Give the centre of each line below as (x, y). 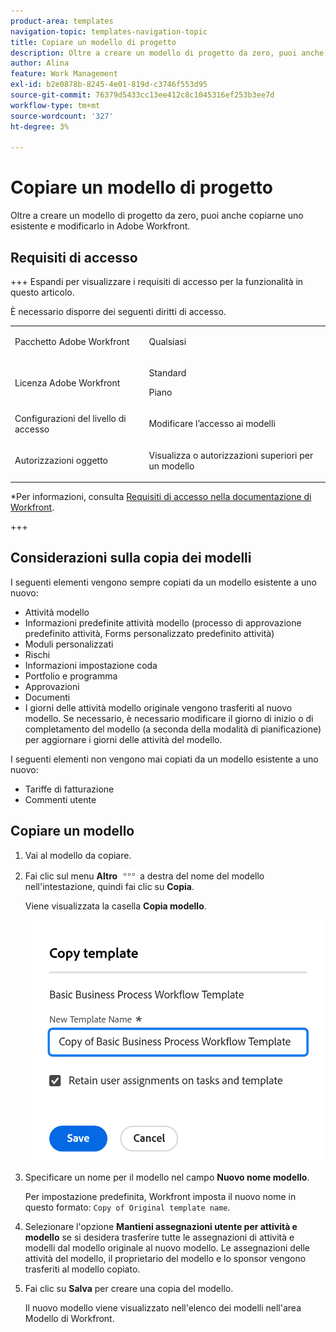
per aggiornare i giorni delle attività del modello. (123, 739)
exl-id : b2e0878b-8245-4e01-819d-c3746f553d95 (109, 85)
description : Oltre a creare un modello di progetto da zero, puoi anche (167, 53)
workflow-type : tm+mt (55, 105)
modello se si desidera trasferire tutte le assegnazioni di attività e (159, 1237)
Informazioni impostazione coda (91, 665)
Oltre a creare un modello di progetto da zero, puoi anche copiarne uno (157, 216)
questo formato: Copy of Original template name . (127, 1207)
